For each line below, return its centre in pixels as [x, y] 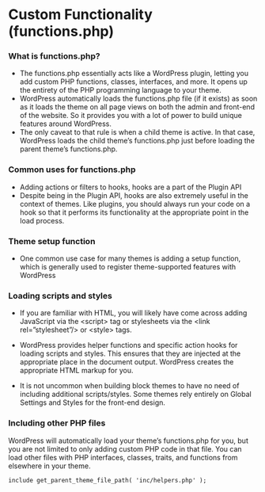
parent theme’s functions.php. [68, 149]
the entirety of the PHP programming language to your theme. [120, 90]
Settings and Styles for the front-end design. [93, 402]
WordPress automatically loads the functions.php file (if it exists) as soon [138, 99]
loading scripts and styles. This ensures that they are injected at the [130, 353]
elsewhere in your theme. [49, 466]
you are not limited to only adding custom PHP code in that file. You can [125, 448]
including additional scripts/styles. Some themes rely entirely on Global [135, 395]
